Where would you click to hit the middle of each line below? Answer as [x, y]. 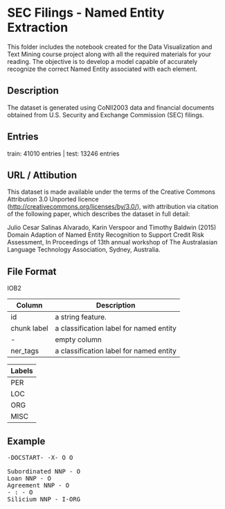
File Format [32, 271]
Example [26, 441]
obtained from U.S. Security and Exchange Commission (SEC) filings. [106, 115]
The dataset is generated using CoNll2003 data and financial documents [111, 107]
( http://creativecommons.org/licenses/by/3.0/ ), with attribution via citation [113, 207]
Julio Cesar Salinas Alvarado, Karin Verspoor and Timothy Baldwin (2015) [112, 228]
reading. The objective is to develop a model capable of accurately [102, 61]
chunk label [29, 328]
